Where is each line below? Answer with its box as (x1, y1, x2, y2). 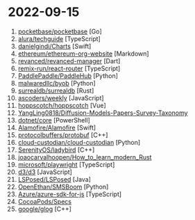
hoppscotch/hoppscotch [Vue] (17, 101, 106, 109)
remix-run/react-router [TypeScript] (17, 64, 121, 72)
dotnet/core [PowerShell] (17, 116, 90, 124)
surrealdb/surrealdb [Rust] (17, 86, 94, 95)
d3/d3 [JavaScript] (17, 168, 72, 176)
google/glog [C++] (17, 205, 72, 213)
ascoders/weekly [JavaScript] (17, 93, 104, 102)
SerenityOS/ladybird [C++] (17, 146, 95, 154)
